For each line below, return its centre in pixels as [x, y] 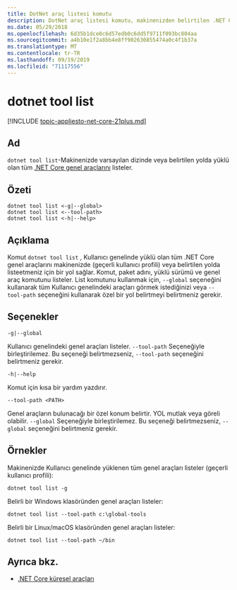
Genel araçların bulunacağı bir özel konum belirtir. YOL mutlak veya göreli [114, 413]
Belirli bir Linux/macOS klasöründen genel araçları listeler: [91, 527]
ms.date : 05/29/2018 [38, 27]
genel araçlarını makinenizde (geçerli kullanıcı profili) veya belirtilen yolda [114, 265]
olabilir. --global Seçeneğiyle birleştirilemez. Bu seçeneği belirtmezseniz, [114, 420]
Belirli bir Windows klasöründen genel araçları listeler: [85, 501]
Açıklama [28, 240]
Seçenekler [33, 317]
